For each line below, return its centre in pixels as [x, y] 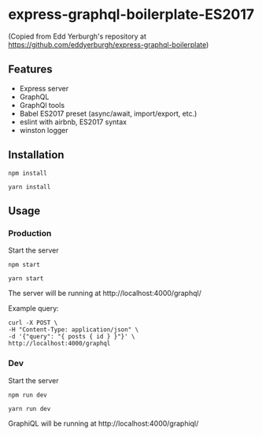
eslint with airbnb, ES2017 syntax [73, 122]
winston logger [44, 130]
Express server [44, 88]
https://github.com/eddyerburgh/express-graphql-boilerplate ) [109, 44]
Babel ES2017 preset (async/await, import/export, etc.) [108, 113]
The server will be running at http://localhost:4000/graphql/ [105, 294]
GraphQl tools [42, 105]
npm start [24, 265]
